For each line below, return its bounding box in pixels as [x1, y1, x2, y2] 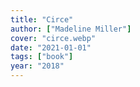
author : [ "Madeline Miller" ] [10, 24, 132, 34]
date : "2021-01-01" [10, 42, 92, 53]
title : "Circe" [10, 14, 74, 25]
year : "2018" [10, 61, 65, 71]
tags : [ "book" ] [10, 52, 74, 62]
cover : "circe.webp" [10, 33, 97, 43]
